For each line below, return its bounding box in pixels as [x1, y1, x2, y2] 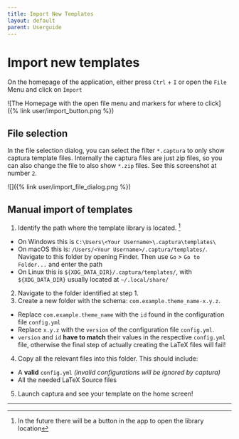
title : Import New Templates [7, 10, 94, 18]
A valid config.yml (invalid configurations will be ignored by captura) [17, 368, 221, 376]
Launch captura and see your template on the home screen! [17, 389, 193, 398]
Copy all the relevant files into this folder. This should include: [17, 354, 198, 363]
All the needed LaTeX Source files [17, 375, 117, 384]
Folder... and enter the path [17, 260, 103, 268]
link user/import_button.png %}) [20, 107, 115, 115]
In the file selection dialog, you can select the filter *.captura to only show [7, 147, 225, 155]
